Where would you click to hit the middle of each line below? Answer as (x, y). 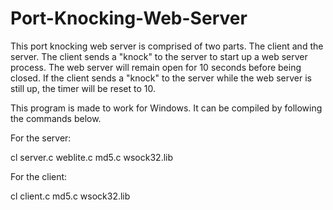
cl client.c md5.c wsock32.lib (70, 196)
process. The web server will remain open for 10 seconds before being (156, 67)
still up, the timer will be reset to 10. (83, 88)
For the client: (39, 176)
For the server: (41, 138)
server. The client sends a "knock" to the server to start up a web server (159, 56)
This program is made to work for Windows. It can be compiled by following (166, 108)
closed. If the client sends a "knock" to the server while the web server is (161, 78)
